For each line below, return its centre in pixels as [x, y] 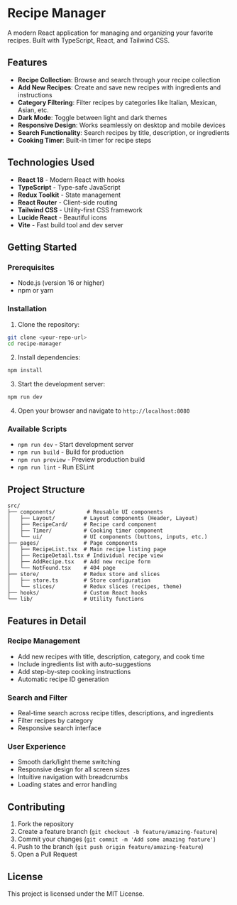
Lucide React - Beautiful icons [62, 217]
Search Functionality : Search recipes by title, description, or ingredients [123, 132]
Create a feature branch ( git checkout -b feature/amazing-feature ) [118, 832]
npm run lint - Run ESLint [56, 467]
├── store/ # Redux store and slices [84, 574]
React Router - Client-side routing [67, 202]
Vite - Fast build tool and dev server [71, 224]
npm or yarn [35, 291]
